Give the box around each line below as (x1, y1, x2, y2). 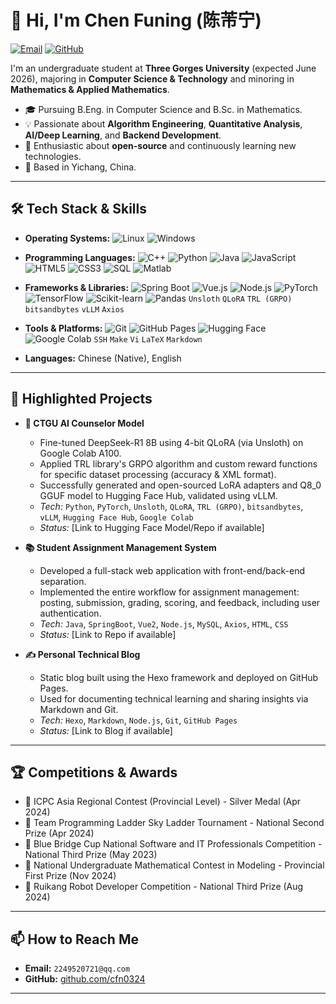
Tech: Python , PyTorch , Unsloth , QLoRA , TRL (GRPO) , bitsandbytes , (39, 500, 304, 512)
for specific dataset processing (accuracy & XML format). (39, 468, 277, 480)
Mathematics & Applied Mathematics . (10, 83, 170, 95)
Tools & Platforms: (24, 322, 103, 334)
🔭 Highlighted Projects (10, 391, 153, 408)
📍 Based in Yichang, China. (24, 161, 137, 173)
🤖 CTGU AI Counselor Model (24, 417, 145, 429)
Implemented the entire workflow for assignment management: (39, 586, 300, 598)
